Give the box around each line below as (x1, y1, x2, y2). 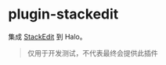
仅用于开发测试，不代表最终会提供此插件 (27, 48, 158, 57)
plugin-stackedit (8, 5, 119, 23)
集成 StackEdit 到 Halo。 (8, 32, 88, 41)
